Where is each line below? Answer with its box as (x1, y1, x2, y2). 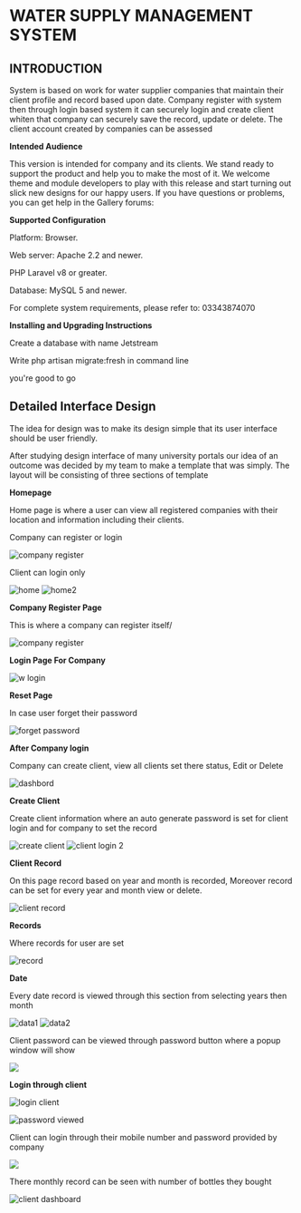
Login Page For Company (9, 655, 106, 665)
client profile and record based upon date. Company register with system (9, 94, 282, 105)
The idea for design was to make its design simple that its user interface (9, 422, 277, 433)
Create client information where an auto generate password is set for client (9, 812, 289, 823)
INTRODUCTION (9, 61, 103, 76)
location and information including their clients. (9, 514, 184, 525)
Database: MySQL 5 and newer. (9, 285, 127, 296)
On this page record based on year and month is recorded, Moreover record (9, 875, 293, 886)
